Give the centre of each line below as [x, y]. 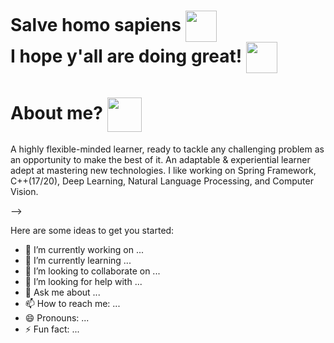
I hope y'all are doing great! [126, 56]
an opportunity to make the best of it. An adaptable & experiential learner [160, 160]
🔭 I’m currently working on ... [84, 250]
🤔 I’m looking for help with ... [83, 282]
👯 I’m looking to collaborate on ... [92, 271]
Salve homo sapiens [96, 24]
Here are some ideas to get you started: [92, 231]
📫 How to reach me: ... [72, 304]
